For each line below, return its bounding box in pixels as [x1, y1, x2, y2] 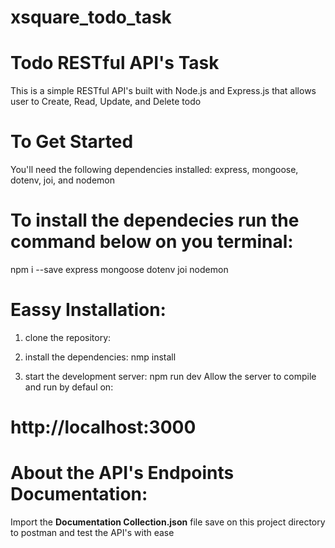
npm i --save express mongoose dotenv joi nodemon [10, 264, 229, 275]
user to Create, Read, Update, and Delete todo [10, 96, 202, 108]
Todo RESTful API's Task [10, 52, 220, 75]
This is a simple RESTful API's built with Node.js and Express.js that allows [10, 85, 317, 97]
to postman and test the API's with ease [10, 527, 175, 539]
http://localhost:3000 [10, 416, 197, 439]
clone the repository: [24, 331, 112, 343]
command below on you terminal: [10, 231, 294, 253]
